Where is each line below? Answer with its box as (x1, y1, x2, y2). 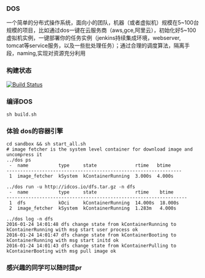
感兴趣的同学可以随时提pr (6, 263, 82, 272)
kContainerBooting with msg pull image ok (6, 248, 116, 255)
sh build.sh (6, 111, 37, 118)
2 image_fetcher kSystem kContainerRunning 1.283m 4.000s (9, 205, 176, 212)
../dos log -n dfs (6, 216, 53, 222)
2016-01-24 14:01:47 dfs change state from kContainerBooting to (6, 232, 176, 238)
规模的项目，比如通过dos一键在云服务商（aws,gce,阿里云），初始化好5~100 (6, 26, 196, 34)
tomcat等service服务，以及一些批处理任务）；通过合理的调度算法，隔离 (6, 42, 185, 50)
